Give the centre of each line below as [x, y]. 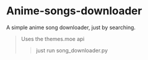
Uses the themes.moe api [53, 39]
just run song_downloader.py [72, 50]
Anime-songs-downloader [74, 11]
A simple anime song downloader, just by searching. [71, 27]
